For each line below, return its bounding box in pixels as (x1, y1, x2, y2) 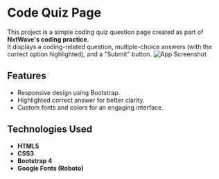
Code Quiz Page (7, 5, 102, 21)
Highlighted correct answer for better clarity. (17, 96, 145, 104)
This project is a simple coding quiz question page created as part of (7, 28, 204, 36)
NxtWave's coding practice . (7, 35, 89, 43)
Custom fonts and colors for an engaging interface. (17, 103, 164, 112)
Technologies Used (7, 123, 92, 135)
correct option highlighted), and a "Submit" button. (7, 50, 152, 58)
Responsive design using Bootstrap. (17, 88, 121, 96)
